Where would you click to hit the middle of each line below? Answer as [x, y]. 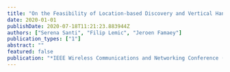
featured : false [30, 52]
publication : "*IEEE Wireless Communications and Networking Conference [113, 58]
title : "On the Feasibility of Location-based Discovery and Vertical [110, 13]
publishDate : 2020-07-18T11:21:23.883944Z [68, 26]
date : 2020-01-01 [32, 20]
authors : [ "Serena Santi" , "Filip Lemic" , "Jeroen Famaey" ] [95, 33]
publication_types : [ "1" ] [44, 39]
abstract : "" [26, 45]
